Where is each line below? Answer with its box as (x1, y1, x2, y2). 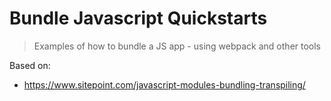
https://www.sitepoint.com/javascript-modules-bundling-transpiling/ (23, 78, 306, 91)
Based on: (9, 59, 51, 71)
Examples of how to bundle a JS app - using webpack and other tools (33, 40, 322, 52)
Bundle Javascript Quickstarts (9, 7, 268, 30)
